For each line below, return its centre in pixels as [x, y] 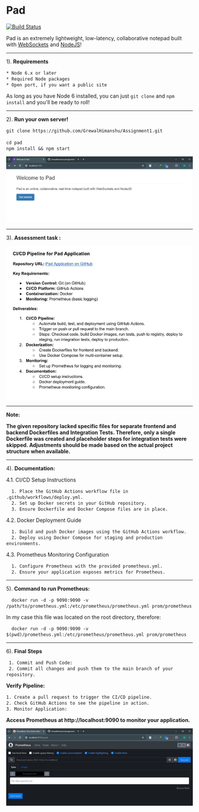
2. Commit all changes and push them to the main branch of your [91, 669]
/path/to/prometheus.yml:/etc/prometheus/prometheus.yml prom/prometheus [99, 606]
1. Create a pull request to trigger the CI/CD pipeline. [79, 697]
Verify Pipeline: [26, 686]
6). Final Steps [24, 651]
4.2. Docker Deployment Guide [44, 520]
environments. [24, 544]
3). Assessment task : [33, 237]
